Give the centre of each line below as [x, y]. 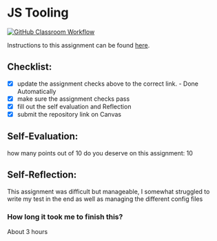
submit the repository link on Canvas [69, 114]
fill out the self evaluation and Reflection [74, 106]
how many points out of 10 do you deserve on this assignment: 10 [100, 153]
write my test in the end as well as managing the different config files [105, 199]
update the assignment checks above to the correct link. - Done [107, 84]
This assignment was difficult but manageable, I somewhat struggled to [108, 191]
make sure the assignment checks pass [73, 99]
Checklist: [30, 67]
